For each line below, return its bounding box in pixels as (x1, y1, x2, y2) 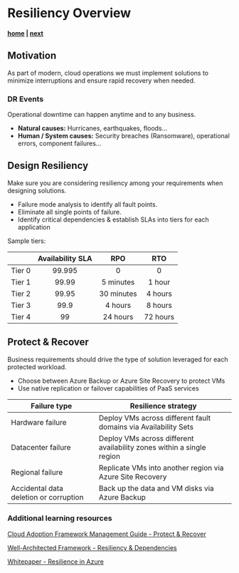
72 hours (144, 311, 175, 321)
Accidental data (11, 483, 64, 493)
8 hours (146, 300, 173, 310)
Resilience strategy (129, 401, 197, 411)
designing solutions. (7, 186, 67, 195)
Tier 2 (11, 289, 31, 299)
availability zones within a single (98, 442, 206, 452)
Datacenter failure (11, 442, 71, 452)
